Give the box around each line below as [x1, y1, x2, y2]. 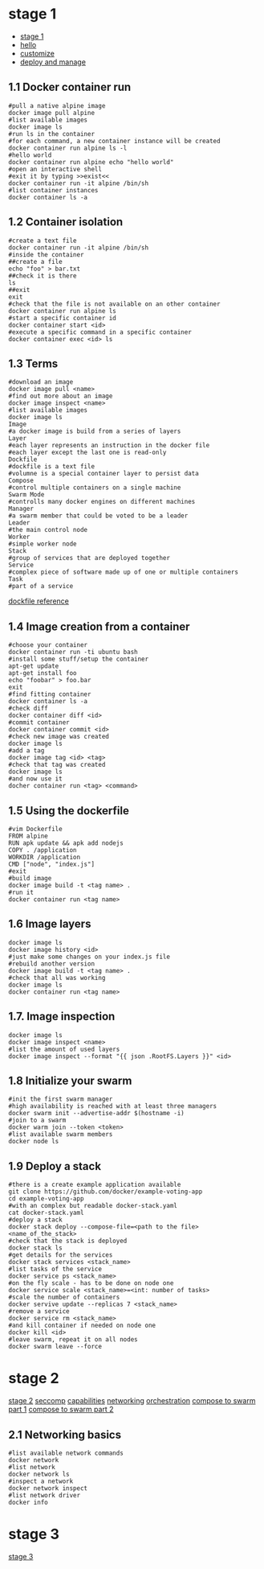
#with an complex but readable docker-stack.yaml [8, 1202, 178, 1210]
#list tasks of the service [8, 1265, 103, 1274]
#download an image [8, 378, 74, 386]
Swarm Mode [8, 491, 45, 499]
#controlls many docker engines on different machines [8, 498, 196, 506]
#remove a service [8, 1307, 70, 1316]
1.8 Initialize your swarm [8, 1074, 132, 1088]
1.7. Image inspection [8, 1010, 116, 1023]
